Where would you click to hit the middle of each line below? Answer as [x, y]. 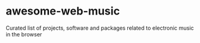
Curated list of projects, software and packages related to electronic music [100, 28]
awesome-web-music [63, 11]
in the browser [24, 34]
